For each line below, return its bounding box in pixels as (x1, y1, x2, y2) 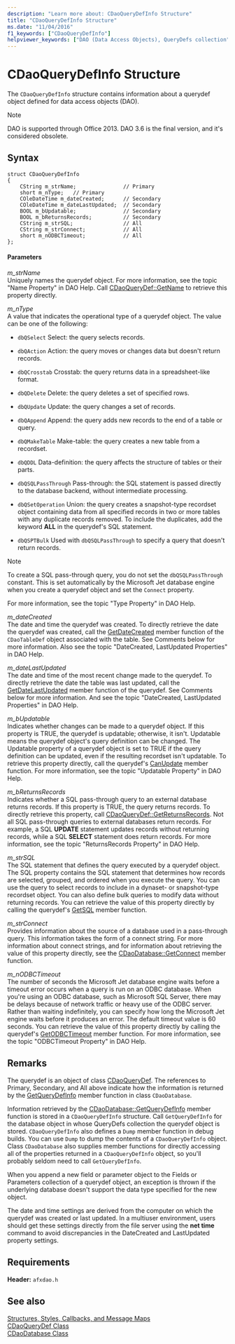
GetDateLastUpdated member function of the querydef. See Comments (7, 686, 213, 694)
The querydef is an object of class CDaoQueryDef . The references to (7, 1076, 206, 1084)
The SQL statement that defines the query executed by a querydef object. (7, 861, 220, 870)
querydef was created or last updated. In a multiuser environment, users (7, 1214, 215, 1222)
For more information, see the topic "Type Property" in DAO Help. (7, 599, 196, 607)
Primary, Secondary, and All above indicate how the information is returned (7, 1083, 224, 1091)
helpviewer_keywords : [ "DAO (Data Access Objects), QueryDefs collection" (7, 36, 230, 43)
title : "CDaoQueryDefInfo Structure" (7, 17, 117, 24)
